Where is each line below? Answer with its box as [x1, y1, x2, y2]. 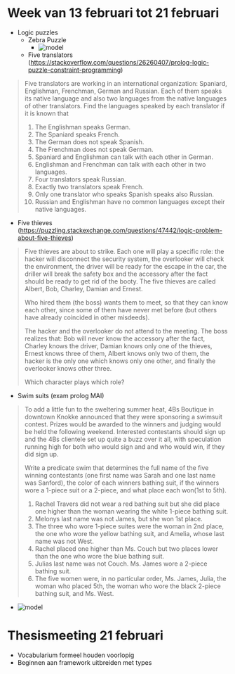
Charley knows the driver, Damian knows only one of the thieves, [24, 341, 213, 350]
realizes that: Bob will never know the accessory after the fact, [24, 334, 206, 343]
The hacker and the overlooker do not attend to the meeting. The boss [24, 326, 228, 335]
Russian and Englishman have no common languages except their [34, 197, 226, 205]
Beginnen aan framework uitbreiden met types [17, 658, 152, 666]
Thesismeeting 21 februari [7, 628, 163, 644]
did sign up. [24, 450, 59, 458]
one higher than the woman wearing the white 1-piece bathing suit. [34, 507, 229, 515]
